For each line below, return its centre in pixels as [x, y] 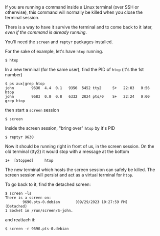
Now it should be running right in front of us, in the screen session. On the [80, 146]
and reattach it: [20, 220]
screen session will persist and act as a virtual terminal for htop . [69, 175]
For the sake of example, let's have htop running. [54, 51]
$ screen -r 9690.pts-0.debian [37, 229]
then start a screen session [32, 110]
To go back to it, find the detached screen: [48, 184]
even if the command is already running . [46, 32]
